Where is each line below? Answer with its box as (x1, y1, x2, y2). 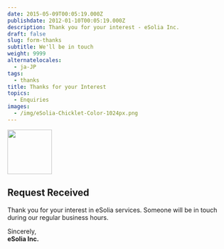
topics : (7, 90, 31, 97)
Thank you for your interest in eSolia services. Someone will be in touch (7, 206, 218, 214)
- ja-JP (14, 63, 37, 70)
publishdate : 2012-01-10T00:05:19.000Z (7, 17, 126, 24)
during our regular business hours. (7, 213, 109, 221)
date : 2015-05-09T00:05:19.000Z (7, 10, 103, 18)
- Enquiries (14, 97, 50, 104)
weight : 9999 (7, 51, 46, 58)
